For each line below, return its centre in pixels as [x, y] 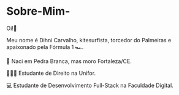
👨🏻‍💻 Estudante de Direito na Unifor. [51, 73]
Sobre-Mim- [38, 11]
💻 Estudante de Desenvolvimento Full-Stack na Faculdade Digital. [90, 85]
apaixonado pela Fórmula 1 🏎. [45, 47]
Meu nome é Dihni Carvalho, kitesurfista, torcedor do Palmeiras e [89, 40]
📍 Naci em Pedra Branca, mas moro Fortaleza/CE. [69, 61]
